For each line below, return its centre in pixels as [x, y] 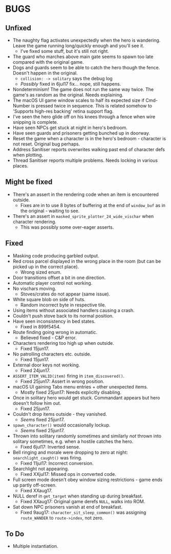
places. [20, 166]
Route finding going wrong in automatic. [55, 332]
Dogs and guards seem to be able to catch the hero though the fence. [86, 68]
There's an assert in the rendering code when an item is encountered [85, 194]
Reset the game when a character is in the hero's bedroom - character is [89, 138]
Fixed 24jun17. [35, 370]
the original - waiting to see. [50, 211]
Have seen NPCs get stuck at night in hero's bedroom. [70, 127]
